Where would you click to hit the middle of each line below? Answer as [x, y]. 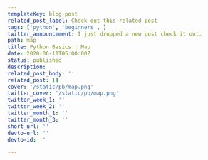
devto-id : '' [27, 139]
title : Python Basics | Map [49, 47]
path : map [22, 41]
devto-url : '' [28, 133]
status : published [35, 60]
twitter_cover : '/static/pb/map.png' [63, 93]
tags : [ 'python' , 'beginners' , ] [57, 27]
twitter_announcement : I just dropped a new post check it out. [105, 34]
